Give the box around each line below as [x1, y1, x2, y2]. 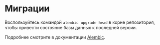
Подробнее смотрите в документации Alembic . [4, 34, 106, 40]
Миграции [4, 3, 50, 14]
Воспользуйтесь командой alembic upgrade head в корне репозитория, [4, 19, 156, 25]
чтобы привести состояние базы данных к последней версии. [4, 24, 137, 30]
